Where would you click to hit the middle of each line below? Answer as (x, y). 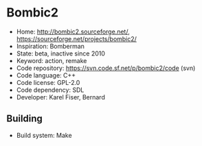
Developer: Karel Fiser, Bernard (61, 97)
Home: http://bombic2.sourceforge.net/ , (73, 32)
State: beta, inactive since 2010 (61, 53)
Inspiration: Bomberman (50, 46)
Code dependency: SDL (50, 90)
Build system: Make (44, 135)
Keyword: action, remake (52, 60)
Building (24, 119)
